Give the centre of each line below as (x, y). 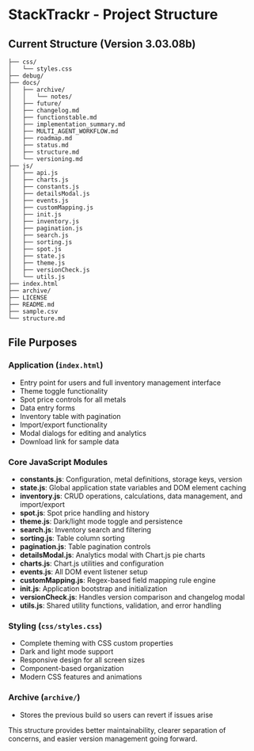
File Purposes (43, 343)
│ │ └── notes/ (40, 97)
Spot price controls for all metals (73, 399)
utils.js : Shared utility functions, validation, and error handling (120, 605)
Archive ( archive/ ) (44, 697)
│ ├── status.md (38, 145)
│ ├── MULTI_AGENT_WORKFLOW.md (63, 132)
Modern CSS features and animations (81, 677)
